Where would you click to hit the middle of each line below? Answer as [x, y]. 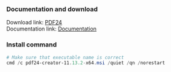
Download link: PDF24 [34, 23]
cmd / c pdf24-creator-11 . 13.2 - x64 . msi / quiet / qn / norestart [86, 63]
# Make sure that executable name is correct [65, 57]
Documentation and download [52, 9]
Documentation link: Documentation [51, 29]
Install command [31, 45]
